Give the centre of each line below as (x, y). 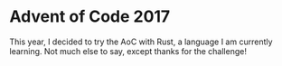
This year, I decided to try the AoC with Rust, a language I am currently (141, 42)
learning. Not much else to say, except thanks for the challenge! (128, 51)
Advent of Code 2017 (90, 17)
